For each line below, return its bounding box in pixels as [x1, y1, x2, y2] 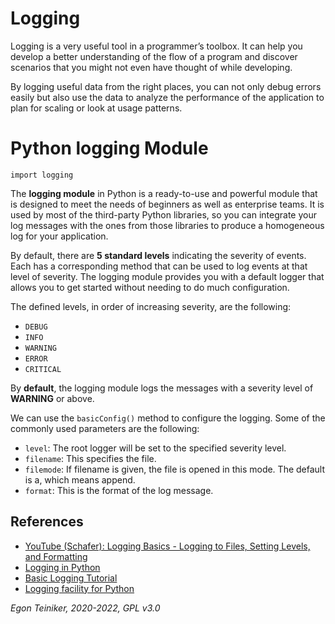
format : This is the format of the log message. [24, 484, 214, 496]
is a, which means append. [24, 473, 136, 486]
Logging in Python [24, 561, 101, 573]
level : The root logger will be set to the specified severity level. [24, 442, 287, 454]
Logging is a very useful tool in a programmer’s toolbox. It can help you [10, 40, 303, 52]
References [10, 513, 84, 531]
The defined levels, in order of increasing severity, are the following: [10, 300, 292, 312]
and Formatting [24, 550, 88, 562]
